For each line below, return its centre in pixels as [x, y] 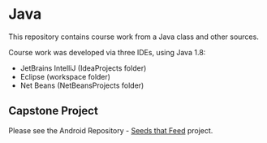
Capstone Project [54, 111]
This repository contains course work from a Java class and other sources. [134, 37]
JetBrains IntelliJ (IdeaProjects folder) [83, 68]
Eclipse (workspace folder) [65, 76]
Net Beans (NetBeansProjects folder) [82, 85]
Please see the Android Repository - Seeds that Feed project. [111, 130]
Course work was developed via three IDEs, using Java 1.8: [107, 52]
